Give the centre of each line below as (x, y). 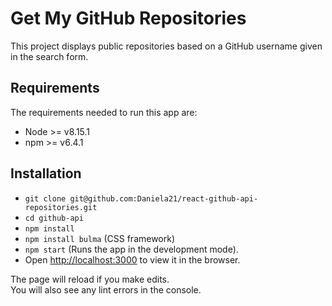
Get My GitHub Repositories (128, 18)
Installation (46, 173)
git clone (45, 198)
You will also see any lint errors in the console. (106, 289)
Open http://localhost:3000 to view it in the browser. (132, 259)
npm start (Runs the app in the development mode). (131, 249)
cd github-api (54, 218)
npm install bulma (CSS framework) (100, 238)
